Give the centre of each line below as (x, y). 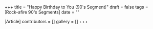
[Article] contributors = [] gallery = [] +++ (46, 22)
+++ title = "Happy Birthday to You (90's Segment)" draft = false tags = (76, 7)
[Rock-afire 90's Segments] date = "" (42, 12)
